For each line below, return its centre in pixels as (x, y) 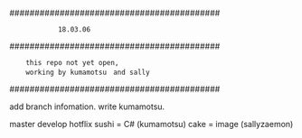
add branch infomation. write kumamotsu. (87, 106)
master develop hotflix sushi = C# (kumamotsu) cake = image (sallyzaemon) (151, 124)
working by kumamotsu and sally (88, 72)
